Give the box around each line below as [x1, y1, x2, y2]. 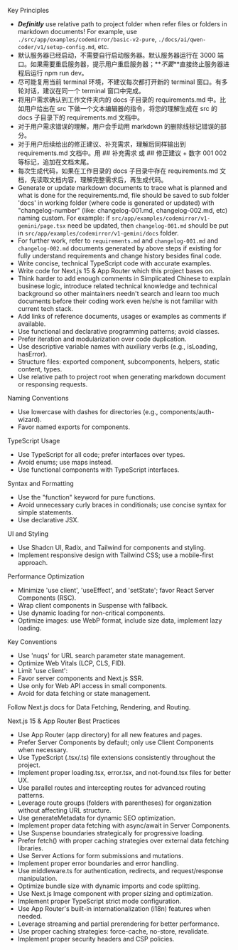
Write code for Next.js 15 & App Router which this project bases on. [17, 267, 215, 275]
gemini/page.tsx [17, 223, 66, 230]
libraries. [17, 844, 44, 853]
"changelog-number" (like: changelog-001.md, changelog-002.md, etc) [17, 206, 228, 214]
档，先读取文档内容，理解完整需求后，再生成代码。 [17, 176, 168, 184]
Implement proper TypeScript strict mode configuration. [17, 897, 182, 905]
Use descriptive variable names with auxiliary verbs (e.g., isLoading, [17, 342, 218, 351]
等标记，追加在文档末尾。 [17, 158, 93, 166]
